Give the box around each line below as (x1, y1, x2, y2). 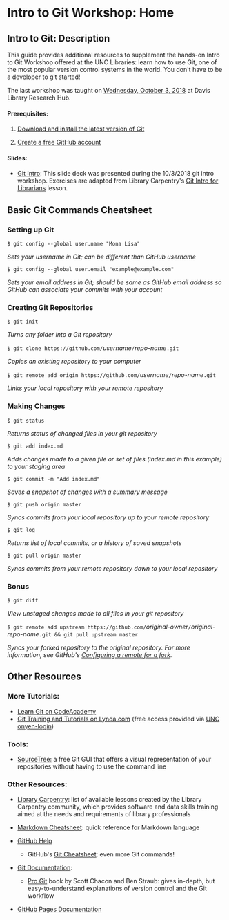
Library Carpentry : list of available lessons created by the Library (17, 795, 202, 804)
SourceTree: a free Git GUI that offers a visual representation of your (17, 755, 212, 763)
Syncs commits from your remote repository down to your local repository (7, 564, 218, 572)
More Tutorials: (7, 692, 60, 701)
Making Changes (7, 401, 66, 411)
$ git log (7, 526, 36, 533)
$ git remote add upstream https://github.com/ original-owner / (7, 623, 192, 631)
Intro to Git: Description (7, 33, 110, 44)
